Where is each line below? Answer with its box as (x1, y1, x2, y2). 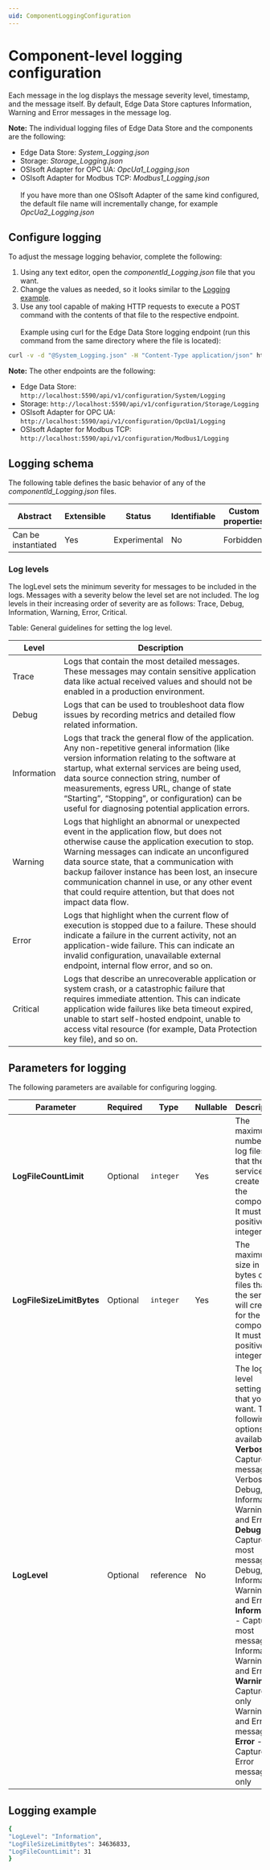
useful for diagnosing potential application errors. (63, 803, 251, 814)
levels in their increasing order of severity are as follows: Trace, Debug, (8, 599, 245, 609)
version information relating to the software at (63, 753, 236, 764)
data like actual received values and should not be (63, 676, 253, 688)
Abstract (17, 511, 52, 522)
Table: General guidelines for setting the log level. (8, 623, 173, 633)
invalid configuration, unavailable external (63, 950, 221, 962)
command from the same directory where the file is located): (19, 336, 221, 346)
